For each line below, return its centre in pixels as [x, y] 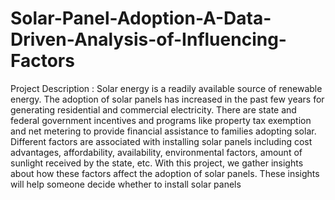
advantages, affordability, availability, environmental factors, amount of [156, 152]
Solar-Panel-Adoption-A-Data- [141, 18]
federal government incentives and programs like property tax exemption [161, 120]
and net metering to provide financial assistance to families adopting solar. [163, 131]
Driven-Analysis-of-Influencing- [148, 39]
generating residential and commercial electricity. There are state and [153, 109]
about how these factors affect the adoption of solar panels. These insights [165, 173]
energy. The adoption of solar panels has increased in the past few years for [167, 99]
